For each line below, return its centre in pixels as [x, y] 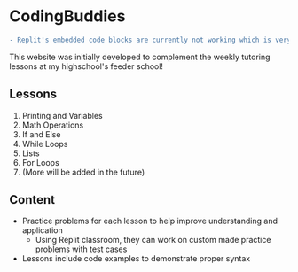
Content [32, 200]
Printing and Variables [63, 115]
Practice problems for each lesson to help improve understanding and [149, 221]
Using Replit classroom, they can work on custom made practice [153, 240]
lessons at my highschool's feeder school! [86, 66]
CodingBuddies [67, 16]
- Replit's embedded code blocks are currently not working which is [141, 40]
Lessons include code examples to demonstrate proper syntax [136, 259]
